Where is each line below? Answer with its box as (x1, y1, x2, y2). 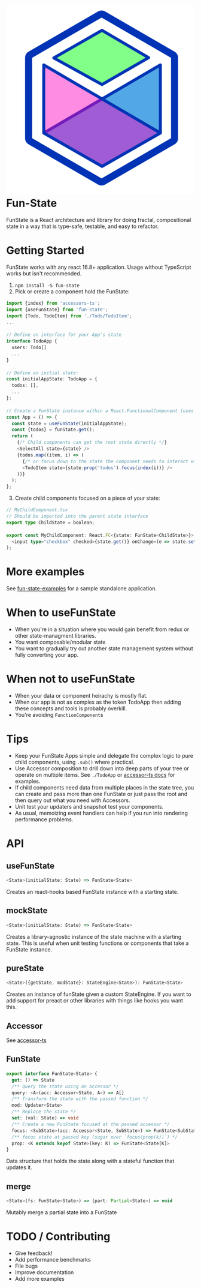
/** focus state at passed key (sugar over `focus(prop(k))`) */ (11, 1134, 178, 1140)
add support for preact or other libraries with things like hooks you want (6, 997, 184, 1004)
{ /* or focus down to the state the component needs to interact (22, 458, 188, 464)
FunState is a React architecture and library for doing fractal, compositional (6, 216, 191, 223)
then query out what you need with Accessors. (14, 797, 130, 804)
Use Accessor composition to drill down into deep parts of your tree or (14, 765, 190, 772)
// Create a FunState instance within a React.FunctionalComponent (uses (6, 407, 194, 414)
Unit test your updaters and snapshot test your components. (14, 803, 164, 810)
